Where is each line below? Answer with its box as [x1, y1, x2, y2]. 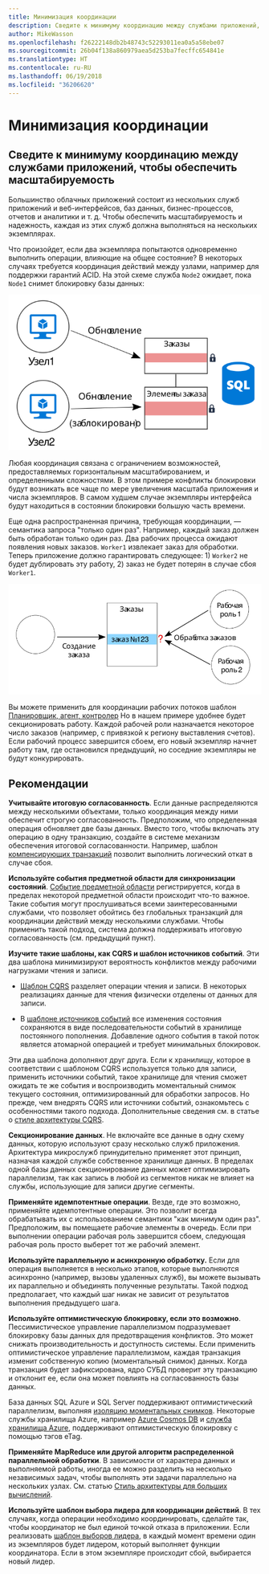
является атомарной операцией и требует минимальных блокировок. [19, 1040, 261, 1050]
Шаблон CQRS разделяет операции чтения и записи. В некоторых [19, 981, 247, 991]
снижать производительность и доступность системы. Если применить [8, 1340, 255, 1349]
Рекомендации [8, 777, 89, 790]
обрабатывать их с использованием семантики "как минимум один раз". [8, 1214, 261, 1224]
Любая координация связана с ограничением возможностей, [8, 458, 221, 467]
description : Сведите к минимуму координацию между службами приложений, [8, 21, 261, 30]
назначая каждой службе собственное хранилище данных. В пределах [8, 1156, 255, 1166]
